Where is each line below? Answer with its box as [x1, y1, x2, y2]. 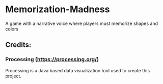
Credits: [5, 41, 32, 49]
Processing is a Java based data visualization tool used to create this [5, 67, 150, 73]
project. [5, 73, 22, 79]
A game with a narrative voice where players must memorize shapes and [5, 20, 158, 26]
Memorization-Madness [5, 4, 110, 15]
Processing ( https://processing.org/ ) [5, 56, 99, 63]
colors [5, 25, 19, 32]
